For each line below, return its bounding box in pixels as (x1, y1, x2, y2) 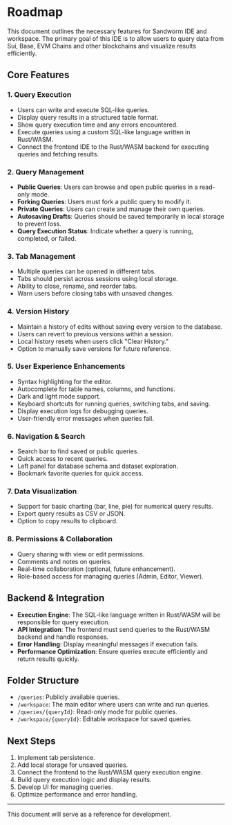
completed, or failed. (17, 234, 77, 242)
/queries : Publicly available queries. (17, 693, 120, 701)
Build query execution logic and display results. (17, 776, 152, 784)
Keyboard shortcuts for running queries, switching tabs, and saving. (17, 399, 211, 408)
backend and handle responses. (17, 633, 109, 641)
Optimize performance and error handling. (17, 790, 138, 799)
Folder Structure (7, 674, 79, 686)
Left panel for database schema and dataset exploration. (17, 462, 178, 471)
